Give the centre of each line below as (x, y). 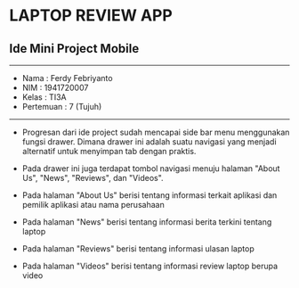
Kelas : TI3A (44, 97)
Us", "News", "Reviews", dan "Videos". (93, 178)
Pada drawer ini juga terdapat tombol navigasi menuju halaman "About (151, 169)
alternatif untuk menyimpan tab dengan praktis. (109, 151)
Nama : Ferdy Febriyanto (67, 78)
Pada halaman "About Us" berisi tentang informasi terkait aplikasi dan (149, 195)
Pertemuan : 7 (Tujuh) (62, 107)
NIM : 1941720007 (55, 87)
